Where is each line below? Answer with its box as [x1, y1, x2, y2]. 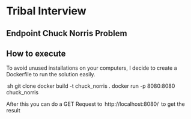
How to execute [6, 48, 66, 58]
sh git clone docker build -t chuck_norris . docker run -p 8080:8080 [7, 82, 175, 90]
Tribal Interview [6, 4, 86, 18]
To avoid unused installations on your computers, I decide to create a [6, 64, 177, 72]
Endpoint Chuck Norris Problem [6, 28, 127, 38]
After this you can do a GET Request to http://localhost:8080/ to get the [6, 100, 185, 108]
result [6, 107, 21, 114]
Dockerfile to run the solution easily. [6, 71, 95, 78]
